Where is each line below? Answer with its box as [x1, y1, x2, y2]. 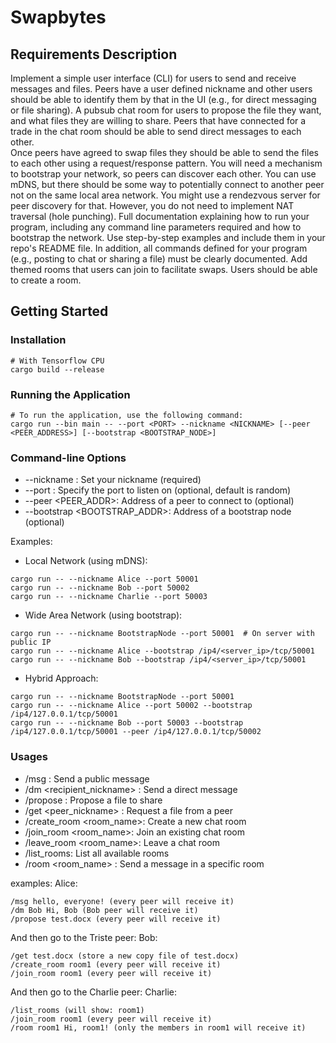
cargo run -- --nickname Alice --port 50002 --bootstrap [10, 701, 253, 711]
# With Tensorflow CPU [10, 356, 105, 366]
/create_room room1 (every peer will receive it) [10, 959, 222, 970]
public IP [10, 637, 52, 648]
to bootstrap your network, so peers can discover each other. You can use [10, 168, 317, 180]
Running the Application [10, 387, 131, 401]
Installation [10, 333, 67, 347]
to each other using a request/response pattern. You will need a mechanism [10, 157, 323, 169]
